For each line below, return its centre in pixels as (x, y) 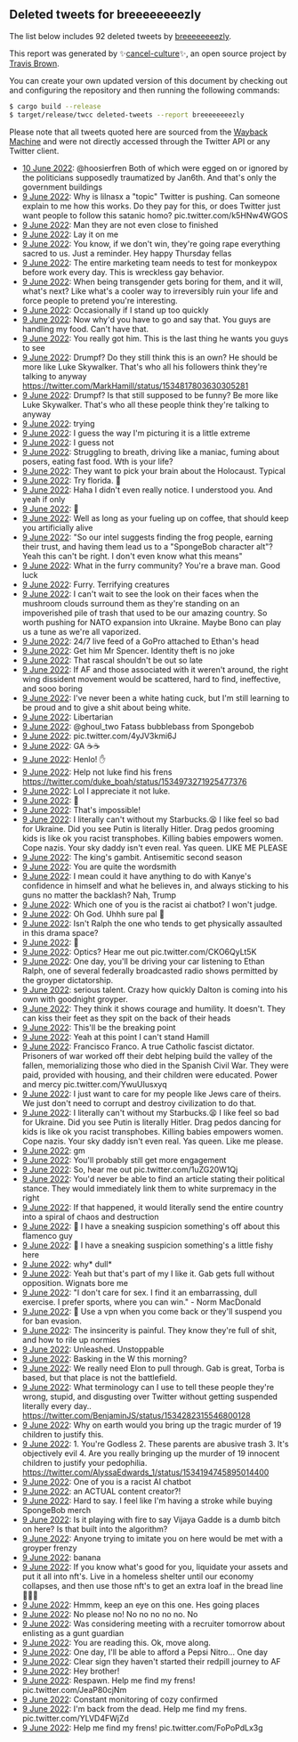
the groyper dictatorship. (68, 980)
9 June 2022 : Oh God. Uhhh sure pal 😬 (93, 914)
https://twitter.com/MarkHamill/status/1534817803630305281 (135, 386)
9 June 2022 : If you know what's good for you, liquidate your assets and (155, 1567)
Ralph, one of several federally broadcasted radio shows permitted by (150, 971)
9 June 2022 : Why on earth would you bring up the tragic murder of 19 (152, 1425)
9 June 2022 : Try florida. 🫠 (72, 480)
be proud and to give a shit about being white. (106, 707)
